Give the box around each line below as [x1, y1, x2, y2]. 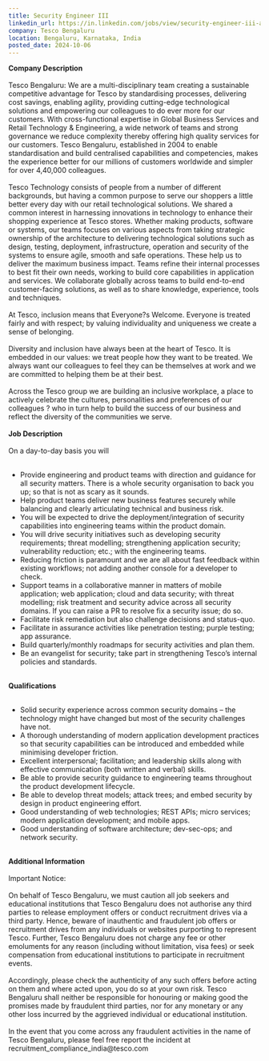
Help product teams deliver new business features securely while [19, 495, 236, 505]
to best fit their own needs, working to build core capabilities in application [8, 267, 255, 277]
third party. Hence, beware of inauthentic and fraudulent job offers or [8, 916, 237, 926]
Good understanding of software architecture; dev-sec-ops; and [19, 824, 233, 834]
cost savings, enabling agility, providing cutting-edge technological [8, 98, 230, 107]
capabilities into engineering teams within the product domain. [19, 521, 227, 530]
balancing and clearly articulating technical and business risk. [19, 504, 224, 514]
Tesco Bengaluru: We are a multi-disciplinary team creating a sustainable [8, 81, 250, 90]
